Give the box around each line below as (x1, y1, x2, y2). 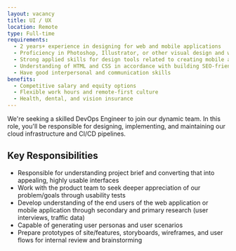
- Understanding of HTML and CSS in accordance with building (13, 63, 199, 70)
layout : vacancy (7, 10, 55, 18)
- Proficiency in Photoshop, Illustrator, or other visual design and (13, 50, 225, 57)
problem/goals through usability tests (17, 191, 126, 199)
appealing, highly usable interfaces (17, 176, 119, 184)
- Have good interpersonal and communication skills (13, 69, 171, 76)
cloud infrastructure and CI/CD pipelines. (7, 129, 126, 138)
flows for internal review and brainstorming (17, 236, 143, 244)
